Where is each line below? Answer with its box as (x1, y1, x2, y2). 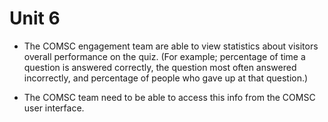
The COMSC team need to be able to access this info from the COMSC (23, 91, 316, 103)
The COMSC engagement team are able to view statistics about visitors (23, 40, 319, 52)
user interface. (23, 102, 85, 114)
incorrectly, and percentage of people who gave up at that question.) (23, 72, 309, 84)
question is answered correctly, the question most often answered (23, 61, 297, 73)
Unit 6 (9, 7, 61, 30)
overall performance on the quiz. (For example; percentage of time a (23, 50, 306, 62)
